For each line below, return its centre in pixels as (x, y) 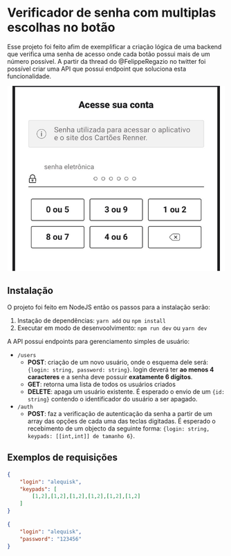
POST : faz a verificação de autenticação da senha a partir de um (120, 414)
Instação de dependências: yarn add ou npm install (91, 321)
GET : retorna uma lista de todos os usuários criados (102, 384)
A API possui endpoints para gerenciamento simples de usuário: (99, 342)
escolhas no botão (61, 27)
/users (27, 356)
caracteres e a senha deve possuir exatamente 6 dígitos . (110, 377)
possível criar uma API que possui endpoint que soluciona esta (97, 69)
